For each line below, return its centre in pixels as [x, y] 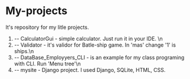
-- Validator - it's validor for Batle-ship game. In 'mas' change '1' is [95, 45]
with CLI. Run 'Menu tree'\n [47, 64]
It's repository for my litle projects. [47, 27]
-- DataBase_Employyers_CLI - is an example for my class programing [99, 57]
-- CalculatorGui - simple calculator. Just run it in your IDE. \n [88, 38]
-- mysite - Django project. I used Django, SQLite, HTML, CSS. [90, 70]
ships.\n [24, 51]
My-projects [37, 11]
